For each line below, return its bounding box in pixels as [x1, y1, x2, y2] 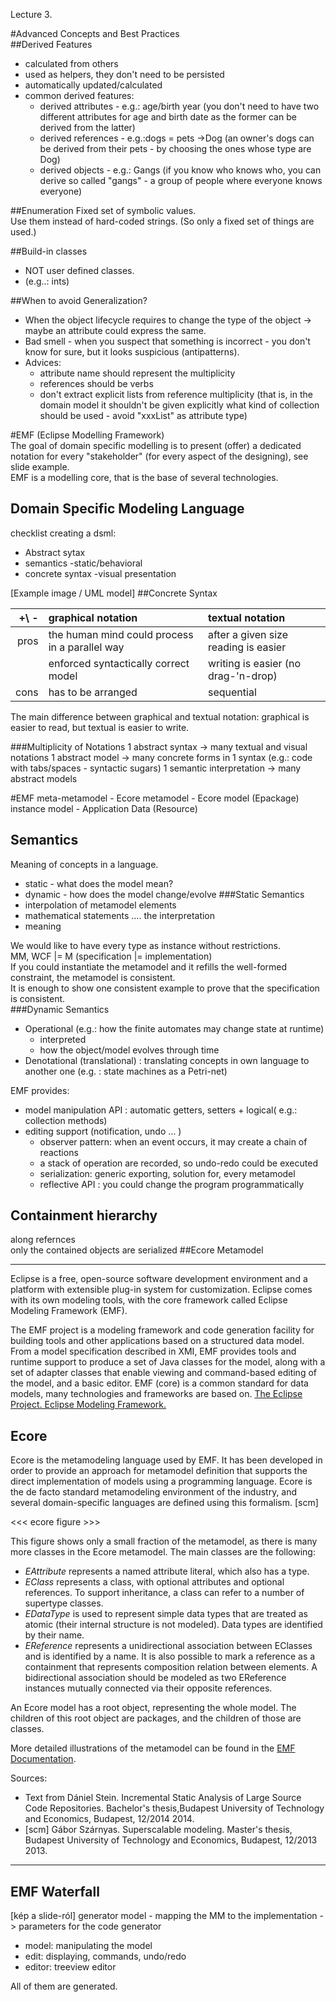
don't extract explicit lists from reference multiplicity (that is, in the [39, 389, 313, 400]
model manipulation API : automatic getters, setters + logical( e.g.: [24, 1104, 298, 1116]
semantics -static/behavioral [24, 557, 143, 569]
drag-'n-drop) [207, 669, 278, 683]
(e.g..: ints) [24, 275, 70, 287]
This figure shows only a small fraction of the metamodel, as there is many [10, 1535, 318, 1548]
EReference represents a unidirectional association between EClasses [24, 1640, 313, 1652]
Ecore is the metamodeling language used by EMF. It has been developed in [10, 1454, 323, 1466]
